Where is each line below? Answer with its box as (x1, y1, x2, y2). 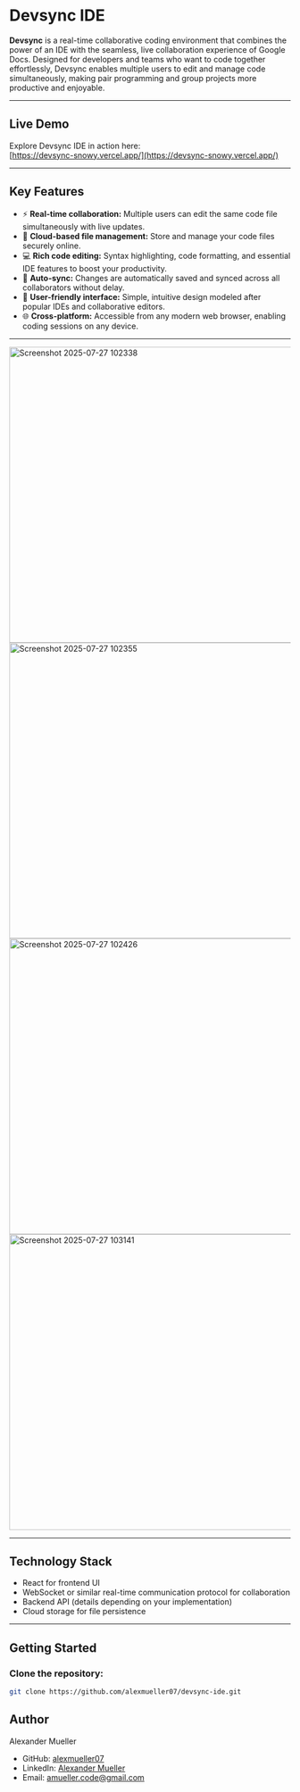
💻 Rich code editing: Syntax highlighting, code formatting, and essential (21, 250, 291, 261)
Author (9, 1712, 49, 1728)
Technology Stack (9, 1554, 112, 1569)
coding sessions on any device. (21, 321, 138, 331)
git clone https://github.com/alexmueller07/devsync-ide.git (9, 1688, 242, 1696)
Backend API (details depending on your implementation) (21, 1596, 233, 1607)
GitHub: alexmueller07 (21, 1753, 104, 1763)
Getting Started (9, 1640, 97, 1655)
